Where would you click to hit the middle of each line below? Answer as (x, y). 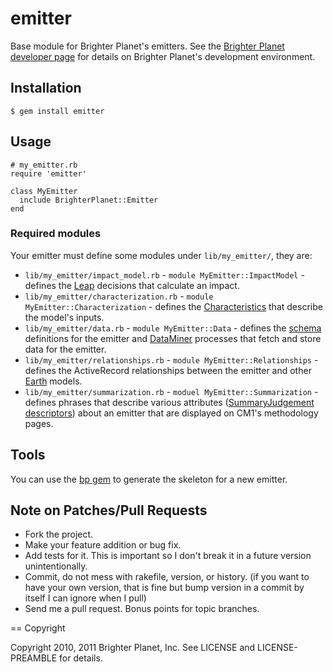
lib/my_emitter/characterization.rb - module (119, 296)
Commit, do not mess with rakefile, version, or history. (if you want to (167, 577)
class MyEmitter (44, 191)
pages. (39, 423)
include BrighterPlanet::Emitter (89, 200)
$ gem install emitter (57, 111)
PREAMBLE (34, 658)
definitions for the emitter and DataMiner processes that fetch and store (173, 338)
